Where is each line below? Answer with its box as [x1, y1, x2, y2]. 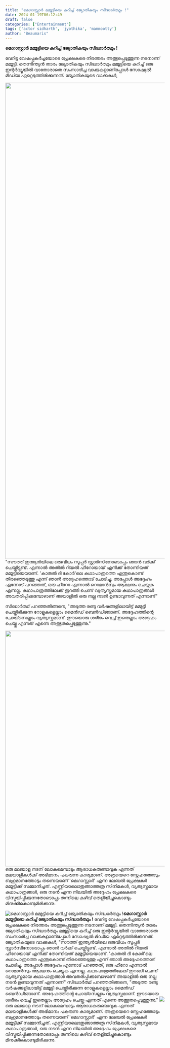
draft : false [5, 17, 33, 22]
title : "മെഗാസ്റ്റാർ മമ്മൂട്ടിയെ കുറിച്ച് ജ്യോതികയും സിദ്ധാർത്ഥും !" [5, 7, 129, 13]
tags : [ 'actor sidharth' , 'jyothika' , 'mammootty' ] [5, 26, 116, 31]
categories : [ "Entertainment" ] [5, 21, 71, 27]
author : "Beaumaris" [5, 31, 49, 36]
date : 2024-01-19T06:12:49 [5, 12, 62, 17]
